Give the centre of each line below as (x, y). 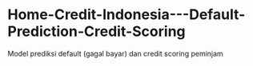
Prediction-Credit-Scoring (96, 31)
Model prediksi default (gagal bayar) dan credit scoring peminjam (115, 53)
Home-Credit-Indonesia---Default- (127, 15)
